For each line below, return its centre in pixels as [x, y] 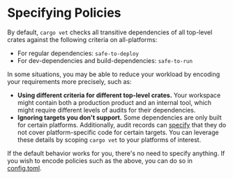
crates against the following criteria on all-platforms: [82, 39]
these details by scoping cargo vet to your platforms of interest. [109, 139]
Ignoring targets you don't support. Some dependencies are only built [119, 117]
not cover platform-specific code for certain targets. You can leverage [118, 132]
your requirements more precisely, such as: [69, 81]
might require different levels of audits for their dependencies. [106, 110]
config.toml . [24, 168]
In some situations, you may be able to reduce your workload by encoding [114, 74]
